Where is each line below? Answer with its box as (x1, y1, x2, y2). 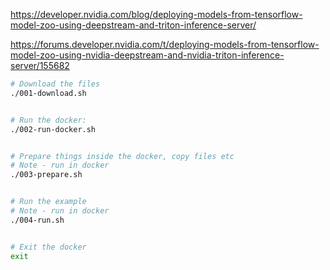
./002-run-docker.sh (10, 124, 97, 134)
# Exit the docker (10, 242, 87, 252)
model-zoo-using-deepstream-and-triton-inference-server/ (10, 19, 257, 31)
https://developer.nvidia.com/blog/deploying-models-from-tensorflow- (10, 9, 303, 20)
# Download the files (10, 79, 101, 89)
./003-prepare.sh (10, 170, 83, 180)
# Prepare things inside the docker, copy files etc (10, 151, 235, 161)
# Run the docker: (10, 115, 87, 125)
